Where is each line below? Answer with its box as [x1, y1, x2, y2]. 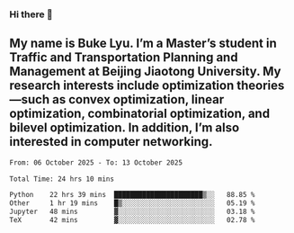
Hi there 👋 [9, 8, 54, 21]
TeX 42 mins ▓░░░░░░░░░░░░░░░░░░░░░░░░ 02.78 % [9, 216, 255, 225]
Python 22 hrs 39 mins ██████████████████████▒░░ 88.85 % [9, 191, 255, 200]
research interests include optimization [9, 78, 235, 94]
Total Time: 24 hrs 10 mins [9, 175, 115, 184]
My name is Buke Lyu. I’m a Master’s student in [9, 36, 277, 51]
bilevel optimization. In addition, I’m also [9, 121, 240, 136]
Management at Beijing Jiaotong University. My [9, 64, 281, 79]
